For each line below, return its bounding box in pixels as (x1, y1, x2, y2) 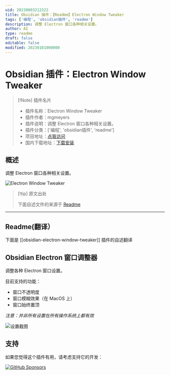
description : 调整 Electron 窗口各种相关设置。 (5, 21, 99, 27)
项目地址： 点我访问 (25, 133, 66, 139)
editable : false (5, 41, 39, 46)
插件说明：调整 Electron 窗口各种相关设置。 (25, 120, 116, 127)
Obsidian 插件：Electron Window (5, 68, 146, 80)
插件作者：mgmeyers (25, 114, 70, 120)
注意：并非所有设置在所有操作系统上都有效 (5, 313, 94, 318)
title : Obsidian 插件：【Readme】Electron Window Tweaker (5, 12, 124, 17)
